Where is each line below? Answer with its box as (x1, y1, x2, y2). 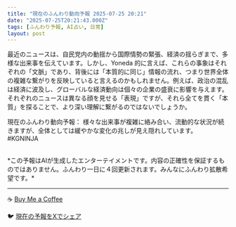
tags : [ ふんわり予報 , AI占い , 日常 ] (7, 23, 104, 30)
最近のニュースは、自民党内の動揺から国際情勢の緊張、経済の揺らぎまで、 (7, 50, 223, 58)
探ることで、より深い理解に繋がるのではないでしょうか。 (25, 103, 192, 111)
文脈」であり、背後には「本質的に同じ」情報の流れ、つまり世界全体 (31, 67, 229, 76)
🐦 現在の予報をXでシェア (7, 212, 82, 221)
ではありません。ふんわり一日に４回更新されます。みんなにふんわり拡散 (13, 165, 223, 174)
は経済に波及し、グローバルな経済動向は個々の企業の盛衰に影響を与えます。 (7, 85, 228, 93)
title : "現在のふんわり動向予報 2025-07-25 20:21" (7, 10, 147, 18)
